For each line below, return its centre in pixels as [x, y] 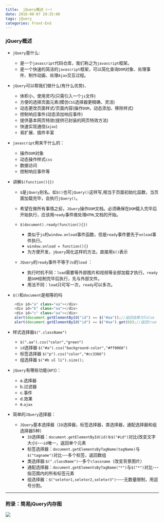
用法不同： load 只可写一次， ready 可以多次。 [71, 284]
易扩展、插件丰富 [37, 132]
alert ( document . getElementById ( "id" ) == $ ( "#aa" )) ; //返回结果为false [84, 318]
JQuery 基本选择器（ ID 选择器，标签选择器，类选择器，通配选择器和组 [88, 425]
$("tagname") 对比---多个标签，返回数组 [67, 455]
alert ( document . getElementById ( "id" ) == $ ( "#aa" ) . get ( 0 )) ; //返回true [86, 322]
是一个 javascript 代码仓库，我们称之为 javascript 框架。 [76, 63]
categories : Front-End [28, 23]
